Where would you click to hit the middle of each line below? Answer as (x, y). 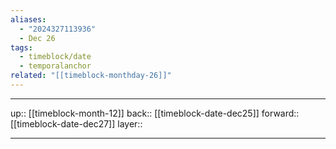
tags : (21, 47)
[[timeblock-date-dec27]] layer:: (76, 123)
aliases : (28, 19)
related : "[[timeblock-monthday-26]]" (91, 76)
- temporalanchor (55, 66)
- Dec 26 (37, 38)
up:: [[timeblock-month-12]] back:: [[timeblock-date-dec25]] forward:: (155, 113)
